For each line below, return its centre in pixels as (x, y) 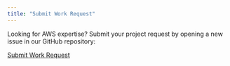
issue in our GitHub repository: (52, 41)
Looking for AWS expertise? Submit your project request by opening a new (115, 34)
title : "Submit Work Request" (52, 14)
